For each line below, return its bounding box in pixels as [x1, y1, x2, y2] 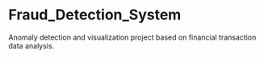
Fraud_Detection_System [8, 6, 182, 24]
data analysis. [8, 40, 55, 50]
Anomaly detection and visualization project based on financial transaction [8, 32, 257, 42]
